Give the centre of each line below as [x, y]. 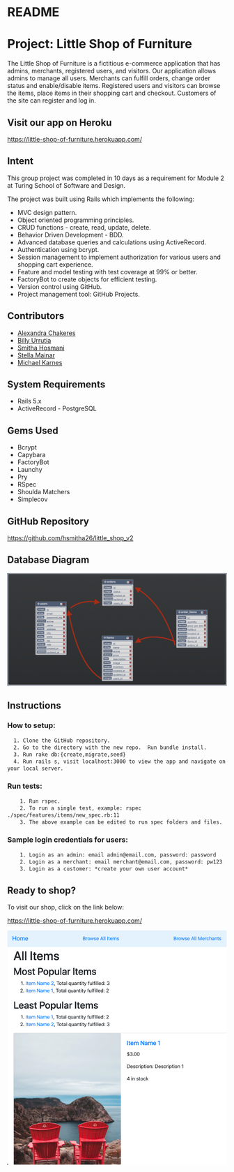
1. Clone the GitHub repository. [62, 741]
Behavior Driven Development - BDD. [70, 235]
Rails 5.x [29, 401]
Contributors [36, 316]
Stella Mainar [36, 355]
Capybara [31, 455]
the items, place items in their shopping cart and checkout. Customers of [112, 93]
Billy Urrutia [34, 340]
